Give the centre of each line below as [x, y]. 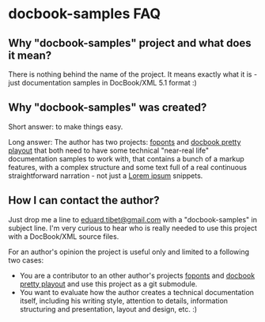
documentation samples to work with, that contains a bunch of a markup [127, 158]
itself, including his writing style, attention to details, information [123, 301]
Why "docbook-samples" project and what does [130, 43]
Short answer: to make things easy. [66, 127]
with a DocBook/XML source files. [64, 236]
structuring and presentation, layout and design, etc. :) [108, 309]
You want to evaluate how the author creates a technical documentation [137, 292]
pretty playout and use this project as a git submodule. [108, 284]
